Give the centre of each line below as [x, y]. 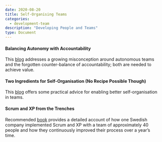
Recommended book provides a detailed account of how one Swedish [76, 119]
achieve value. [20, 70]
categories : [17, 19]
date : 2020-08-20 [23, 10]
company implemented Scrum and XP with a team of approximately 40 [77, 125]
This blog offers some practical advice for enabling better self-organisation [81, 92]
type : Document [21, 33]
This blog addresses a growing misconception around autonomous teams [80, 59]
